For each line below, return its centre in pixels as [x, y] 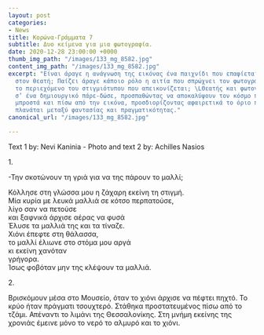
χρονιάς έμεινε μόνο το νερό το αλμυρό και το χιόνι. [94, 322]
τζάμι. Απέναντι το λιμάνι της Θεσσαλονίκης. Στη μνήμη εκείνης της [120, 314]
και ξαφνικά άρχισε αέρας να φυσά [67, 217]
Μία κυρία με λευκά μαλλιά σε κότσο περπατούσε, [91, 200]
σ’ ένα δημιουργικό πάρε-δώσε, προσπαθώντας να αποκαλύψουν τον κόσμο [133, 96]
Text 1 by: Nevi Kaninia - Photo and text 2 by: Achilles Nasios [106, 147]
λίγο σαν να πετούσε [42, 209]
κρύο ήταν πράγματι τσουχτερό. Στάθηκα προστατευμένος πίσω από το [125, 306]
